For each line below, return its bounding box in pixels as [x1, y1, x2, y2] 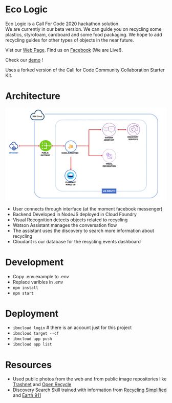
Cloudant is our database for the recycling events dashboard [12, 238, 141, 244]
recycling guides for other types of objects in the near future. [5, 37, 134, 43]
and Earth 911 [12, 392, 41, 398]
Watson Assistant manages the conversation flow [12, 222, 117, 228]
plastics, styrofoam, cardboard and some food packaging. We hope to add [5, 31, 162, 37]
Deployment [5, 308, 59, 319]
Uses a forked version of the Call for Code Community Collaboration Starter [5, 67, 165, 73]
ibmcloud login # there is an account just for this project [12, 324, 132, 331]
